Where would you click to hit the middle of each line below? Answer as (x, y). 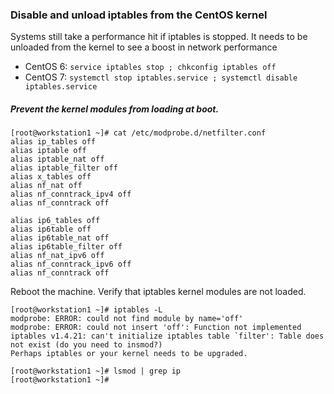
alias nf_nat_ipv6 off (57, 256)
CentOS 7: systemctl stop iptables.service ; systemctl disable (161, 77)
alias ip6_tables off (55, 221)
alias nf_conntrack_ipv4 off (71, 194)
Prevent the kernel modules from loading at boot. (115, 109)
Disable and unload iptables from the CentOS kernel (139, 15)
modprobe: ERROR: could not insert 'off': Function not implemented (156, 328)
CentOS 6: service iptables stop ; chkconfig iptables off (150, 67)
